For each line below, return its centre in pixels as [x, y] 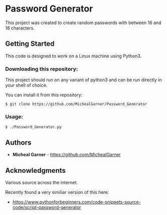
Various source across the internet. [41, 182]
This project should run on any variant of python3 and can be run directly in [83, 80]
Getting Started [30, 44]
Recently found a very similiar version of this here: [57, 192]
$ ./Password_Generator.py [33, 127]
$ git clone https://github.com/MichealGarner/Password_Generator [76, 104]
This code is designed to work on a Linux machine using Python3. [73, 56]
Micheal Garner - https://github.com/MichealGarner [67, 155]
